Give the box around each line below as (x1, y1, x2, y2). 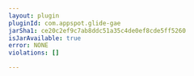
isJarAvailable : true (8, 34, 82, 42)
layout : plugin (8, 11, 60, 20)
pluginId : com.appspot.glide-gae (8, 19, 121, 27)
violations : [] (8, 49, 60, 57)
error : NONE (8, 42, 48, 50)
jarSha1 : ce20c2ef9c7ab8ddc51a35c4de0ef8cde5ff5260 (8, 26, 186, 34)
